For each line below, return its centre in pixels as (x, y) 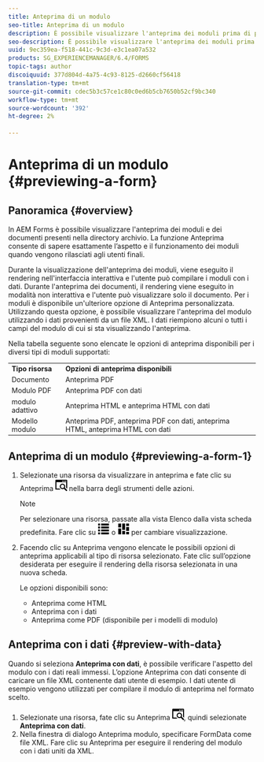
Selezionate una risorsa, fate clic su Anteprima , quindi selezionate (133, 717)
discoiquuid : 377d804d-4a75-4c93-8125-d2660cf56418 (94, 75)
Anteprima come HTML (69, 604)
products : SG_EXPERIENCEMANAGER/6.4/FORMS (79, 58)
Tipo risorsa (32, 368)
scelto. (19, 697)
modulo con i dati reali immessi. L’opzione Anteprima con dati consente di (127, 672)
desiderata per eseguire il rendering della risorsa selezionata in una (128, 564)
